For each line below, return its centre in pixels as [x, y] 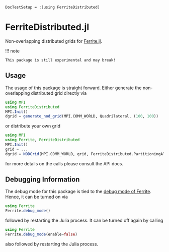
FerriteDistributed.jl [47, 27]
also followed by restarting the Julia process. [52, 244]
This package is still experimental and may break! [60, 60]
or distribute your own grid [33, 126]
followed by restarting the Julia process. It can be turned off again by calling [84, 220]
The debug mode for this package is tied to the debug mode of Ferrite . [78, 192]
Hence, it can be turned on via [36, 197]
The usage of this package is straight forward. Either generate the [73, 88]
